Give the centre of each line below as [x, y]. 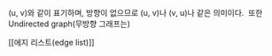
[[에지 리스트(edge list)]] [51, 42]
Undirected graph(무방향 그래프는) [69, 24]
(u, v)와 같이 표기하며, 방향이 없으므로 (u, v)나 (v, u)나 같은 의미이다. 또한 [136, 13]
